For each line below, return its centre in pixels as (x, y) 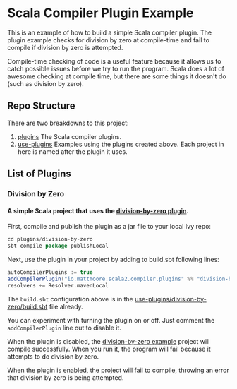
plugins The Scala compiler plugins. (69, 136)
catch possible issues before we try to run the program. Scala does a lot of (116, 68)
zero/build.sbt (28, 306)
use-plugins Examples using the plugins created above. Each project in (121, 144)
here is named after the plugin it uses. (73, 151)
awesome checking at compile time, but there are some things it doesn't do (117, 76)
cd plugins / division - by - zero (50, 239)
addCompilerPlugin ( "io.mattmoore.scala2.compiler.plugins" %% (101, 279)
